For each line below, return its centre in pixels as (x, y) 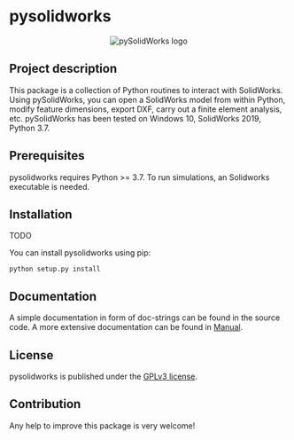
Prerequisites (47, 156)
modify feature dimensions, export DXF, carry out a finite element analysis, (146, 109)
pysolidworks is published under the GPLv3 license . (103, 376)
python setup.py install (55, 269)
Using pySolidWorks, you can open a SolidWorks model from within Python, (147, 99)
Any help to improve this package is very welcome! (102, 425)
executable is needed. (50, 186)
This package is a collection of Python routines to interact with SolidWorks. (146, 90)
